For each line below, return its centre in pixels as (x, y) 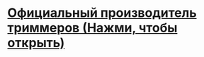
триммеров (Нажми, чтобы (92, 28)
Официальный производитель (102, 13)
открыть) (36, 43)
